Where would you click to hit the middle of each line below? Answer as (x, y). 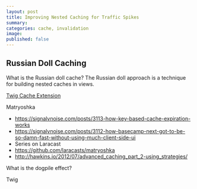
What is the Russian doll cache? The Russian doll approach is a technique (96, 77)
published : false (28, 39)
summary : (17, 23)
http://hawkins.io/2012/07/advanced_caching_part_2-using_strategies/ (101, 156)
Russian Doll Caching (46, 63)
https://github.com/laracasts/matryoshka (65, 150)
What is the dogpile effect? (39, 168)
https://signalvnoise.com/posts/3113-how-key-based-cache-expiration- (103, 118)
